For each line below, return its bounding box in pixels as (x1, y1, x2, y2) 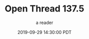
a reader (35, 19, 53, 25)
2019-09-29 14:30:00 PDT (17, 29, 72, 35)
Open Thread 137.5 (4, 3, 84, 14)
